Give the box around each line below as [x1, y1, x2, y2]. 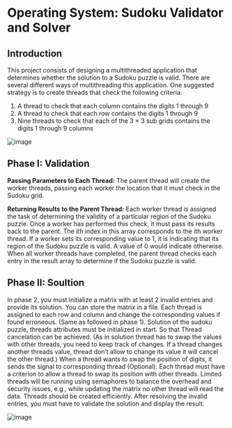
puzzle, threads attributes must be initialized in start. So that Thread [7, 325, 202, 333]
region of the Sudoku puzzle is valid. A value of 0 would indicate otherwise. [7, 242, 224, 250]
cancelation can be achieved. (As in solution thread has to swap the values [7, 332, 222, 341]
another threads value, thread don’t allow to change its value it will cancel [7, 347, 219, 355]
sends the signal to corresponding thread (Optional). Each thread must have [7, 362, 225, 371]
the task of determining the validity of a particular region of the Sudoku [7, 212, 211, 221]
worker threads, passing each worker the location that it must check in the [7, 184, 221, 192]
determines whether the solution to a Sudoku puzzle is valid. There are [7, 73, 210, 82]
